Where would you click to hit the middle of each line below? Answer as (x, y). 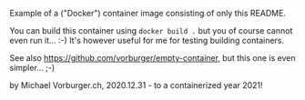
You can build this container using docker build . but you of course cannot (151, 30)
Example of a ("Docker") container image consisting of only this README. (148, 13)
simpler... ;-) (32, 68)
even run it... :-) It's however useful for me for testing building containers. (147, 40)
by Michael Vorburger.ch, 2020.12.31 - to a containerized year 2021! (136, 85)
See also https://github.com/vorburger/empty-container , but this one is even (152, 58)
